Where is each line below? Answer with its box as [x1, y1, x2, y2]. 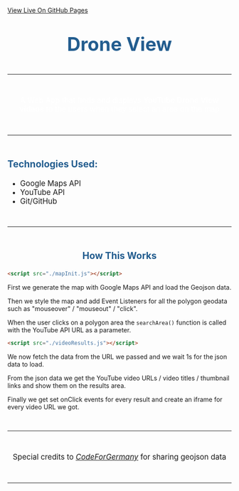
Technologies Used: [7, 158, 98, 170]
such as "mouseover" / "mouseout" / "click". [7, 305, 138, 313]
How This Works [82, 250, 157, 262]
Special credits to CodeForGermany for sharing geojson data [13, 452, 226, 462]
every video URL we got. [7, 403, 80, 411]
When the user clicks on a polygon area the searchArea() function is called [7, 318, 227, 327]
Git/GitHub [20, 196, 58, 206]
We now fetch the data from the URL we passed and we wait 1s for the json [7, 352, 228, 361]
